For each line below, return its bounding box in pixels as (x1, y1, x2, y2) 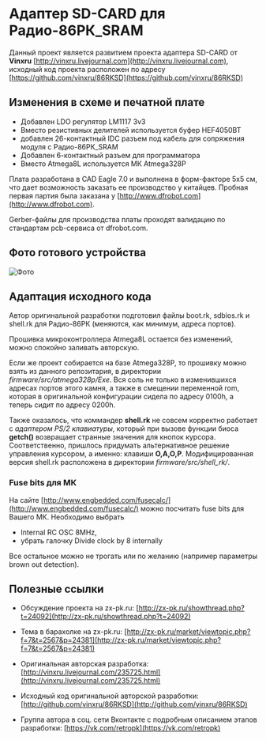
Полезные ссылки (9, 583, 104, 596)
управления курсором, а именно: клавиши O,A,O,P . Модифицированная (9, 449, 253, 459)
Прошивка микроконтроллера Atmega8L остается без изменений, (9, 334, 234, 344)
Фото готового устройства (9, 246, 147, 259)
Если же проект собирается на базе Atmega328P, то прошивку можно (9, 358, 247, 368)
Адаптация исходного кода (9, 289, 152, 303)
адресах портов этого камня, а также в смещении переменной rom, (9, 383, 240, 393)
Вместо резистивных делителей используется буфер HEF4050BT (20, 125, 242, 134)
